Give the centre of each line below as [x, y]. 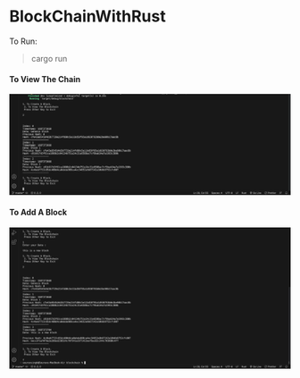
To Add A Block [38, 213]
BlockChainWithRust [88, 17]
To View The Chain [45, 79]
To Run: [23, 41]
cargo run [49, 58]
